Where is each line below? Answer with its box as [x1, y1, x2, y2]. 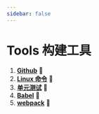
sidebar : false [6, 10, 51, 17]
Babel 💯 [16, 91, 40, 99]
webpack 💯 [16, 99, 51, 107]
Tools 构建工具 [6, 43, 92, 58]
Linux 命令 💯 [16, 74, 53, 83]
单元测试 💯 [16, 83, 48, 92]
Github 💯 [16, 66, 44, 74]
